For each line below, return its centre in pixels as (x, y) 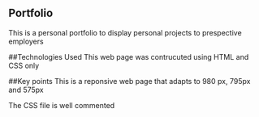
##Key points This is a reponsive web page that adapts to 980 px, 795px (129, 81)
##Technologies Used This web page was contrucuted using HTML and (129, 56)
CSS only (24, 65)
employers (26, 41)
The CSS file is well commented (62, 105)
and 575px (26, 90)
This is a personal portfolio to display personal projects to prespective (125, 32)
